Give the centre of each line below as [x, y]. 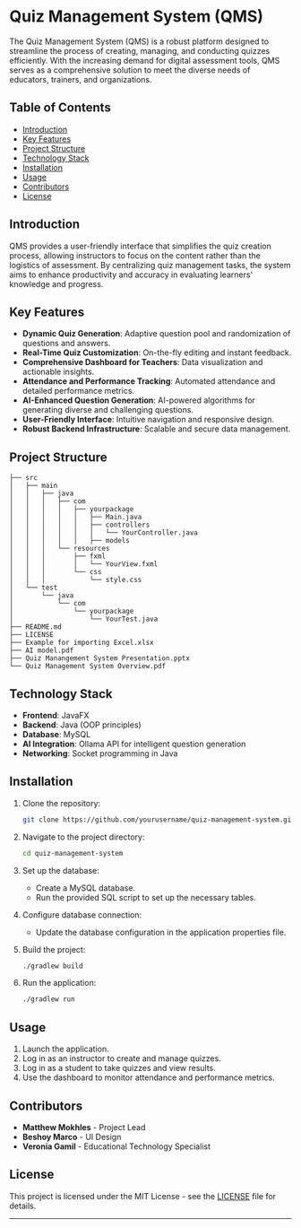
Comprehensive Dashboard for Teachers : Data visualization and [142, 362]
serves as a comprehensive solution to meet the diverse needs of [130, 70]
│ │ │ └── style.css [76, 580]
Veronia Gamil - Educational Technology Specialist [116, 1146]
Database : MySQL [56, 734]
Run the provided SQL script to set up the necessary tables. [146, 897]
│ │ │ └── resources [60, 549]
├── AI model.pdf [42, 651]
